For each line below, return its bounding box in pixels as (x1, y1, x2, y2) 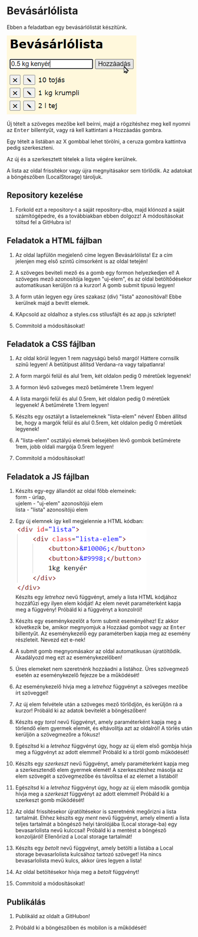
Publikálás (6, 897, 46, 907)
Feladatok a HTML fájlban (6, 236, 103, 246)
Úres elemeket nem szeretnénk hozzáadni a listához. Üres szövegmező (15, 665, 189, 673)
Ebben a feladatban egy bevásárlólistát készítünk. (6, 24, 127, 31)
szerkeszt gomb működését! (15, 797, 85, 804)
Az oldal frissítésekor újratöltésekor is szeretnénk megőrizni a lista (15, 808, 177, 815)
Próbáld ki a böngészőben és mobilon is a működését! (15, 924, 147, 931)
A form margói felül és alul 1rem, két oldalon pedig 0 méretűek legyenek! (15, 373, 191, 380)
